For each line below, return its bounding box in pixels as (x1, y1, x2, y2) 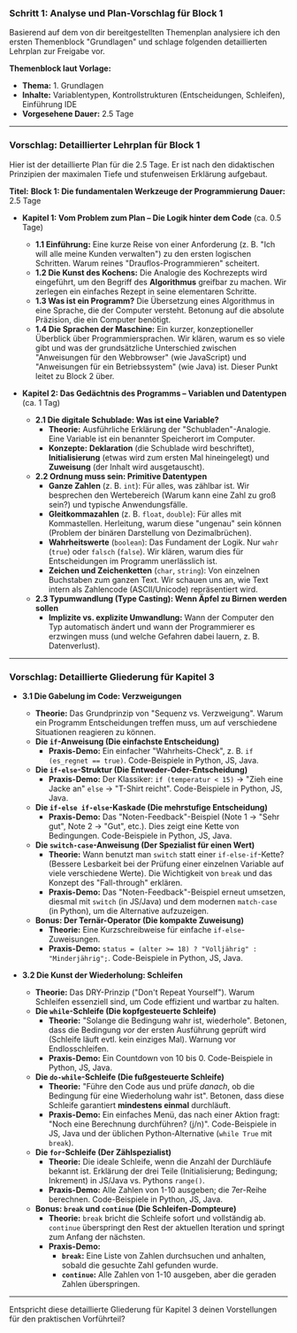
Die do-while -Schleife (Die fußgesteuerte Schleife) (34, 1071, 225, 1082)
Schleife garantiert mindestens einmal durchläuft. (48, 1099, 232, 1110)
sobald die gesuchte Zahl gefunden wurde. (61, 1259, 218, 1270)
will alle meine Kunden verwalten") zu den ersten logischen (34, 248, 252, 259)
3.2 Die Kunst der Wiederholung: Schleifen (21, 969, 183, 980)
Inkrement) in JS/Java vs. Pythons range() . (48, 1174, 205, 1185)
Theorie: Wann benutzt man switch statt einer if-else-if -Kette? (48, 849, 285, 859)
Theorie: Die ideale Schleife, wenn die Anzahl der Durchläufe (48, 1156, 272, 1166)
